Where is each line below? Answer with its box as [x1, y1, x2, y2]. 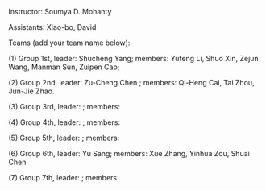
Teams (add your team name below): [8, 38, 131, 47]
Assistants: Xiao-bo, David [8, 23, 97, 31]
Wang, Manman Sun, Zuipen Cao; [8, 62, 120, 72]
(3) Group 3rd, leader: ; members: [8, 102, 121, 111]
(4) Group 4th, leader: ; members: [8, 118, 121, 127]
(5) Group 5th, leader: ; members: [8, 133, 120, 142]
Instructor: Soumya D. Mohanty [8, 7, 112, 16]
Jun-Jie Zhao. [8, 86, 55, 96]
